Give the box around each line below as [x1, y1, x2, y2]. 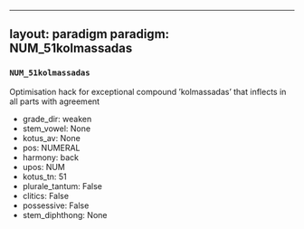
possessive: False [22, 200, 90, 211]
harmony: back [22, 151, 80, 163]
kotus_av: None [22, 132, 81, 143]
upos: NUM [22, 161, 66, 172]
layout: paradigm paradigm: [9, 26, 170, 42]
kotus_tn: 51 [22, 171, 68, 182]
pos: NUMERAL [22, 142, 81, 153]
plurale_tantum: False [22, 180, 102, 191]
